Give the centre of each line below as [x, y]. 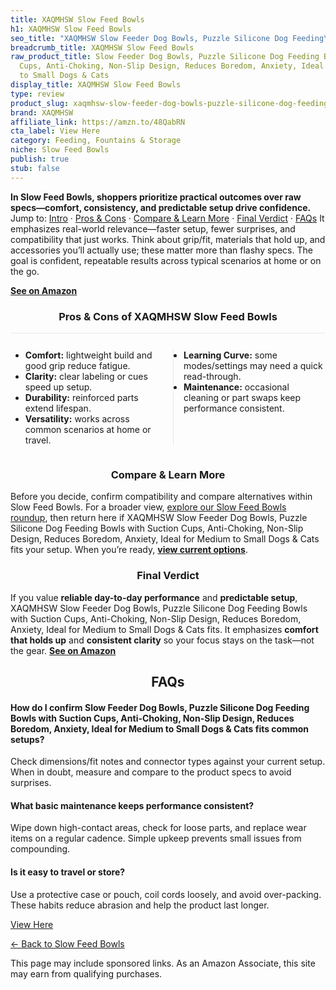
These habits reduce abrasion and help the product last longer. [140, 905]
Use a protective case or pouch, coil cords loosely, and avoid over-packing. [166, 894]
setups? [27, 739]
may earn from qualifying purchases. [86, 973]
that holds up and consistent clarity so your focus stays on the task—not [162, 640]
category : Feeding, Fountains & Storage [96, 141]
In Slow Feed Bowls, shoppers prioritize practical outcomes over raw [156, 197]
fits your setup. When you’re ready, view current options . [129, 550]
